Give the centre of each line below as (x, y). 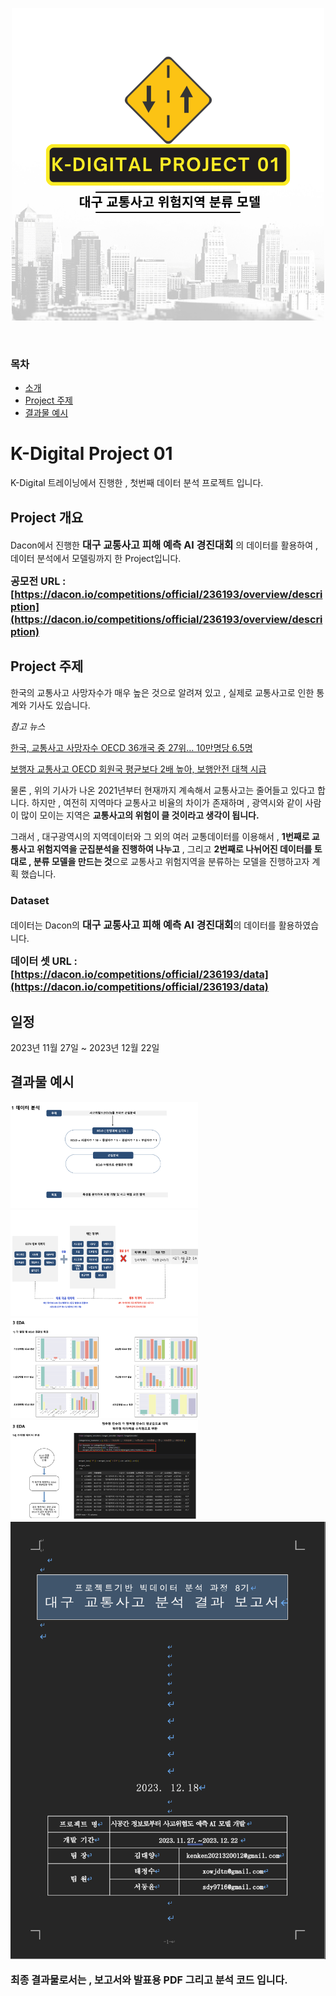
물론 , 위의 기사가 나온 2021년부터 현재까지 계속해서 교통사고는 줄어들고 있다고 (163, 790)
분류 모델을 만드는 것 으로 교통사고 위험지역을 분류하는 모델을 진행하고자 (171, 861)
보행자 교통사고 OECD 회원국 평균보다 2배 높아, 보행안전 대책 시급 (138, 769)
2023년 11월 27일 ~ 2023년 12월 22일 (85, 1047)
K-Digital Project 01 (91, 454)
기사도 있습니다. (59, 705)
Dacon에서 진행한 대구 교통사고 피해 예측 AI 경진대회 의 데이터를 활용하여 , (164, 545)
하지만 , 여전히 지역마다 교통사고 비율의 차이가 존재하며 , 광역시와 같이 (167, 802)
